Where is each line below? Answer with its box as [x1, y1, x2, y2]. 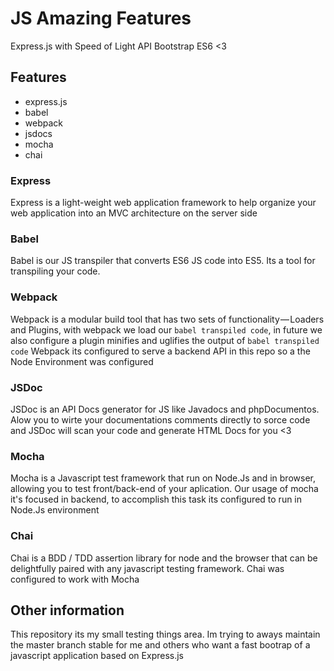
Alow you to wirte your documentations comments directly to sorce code [10, 413, 311, 426]
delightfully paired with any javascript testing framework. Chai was [10, 562, 285, 574]
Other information [10, 602, 125, 619]
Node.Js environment [10, 504, 100, 516]
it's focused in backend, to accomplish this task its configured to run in [10, 493, 303, 506]
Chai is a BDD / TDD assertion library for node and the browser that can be [10, 552, 318, 564]
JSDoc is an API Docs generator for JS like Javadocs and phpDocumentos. [10, 403, 320, 415]
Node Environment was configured [10, 355, 154, 367]
